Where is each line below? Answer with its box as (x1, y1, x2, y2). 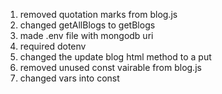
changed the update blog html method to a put (19, 51, 212, 63)
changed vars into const (19, 72, 120, 84)
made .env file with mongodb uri (19, 30, 154, 41)
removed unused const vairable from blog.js (19, 62, 202, 73)
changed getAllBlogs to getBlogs (19, 19, 156, 31)
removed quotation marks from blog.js (19, 9, 178, 20)
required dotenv (19, 40, 87, 52)
